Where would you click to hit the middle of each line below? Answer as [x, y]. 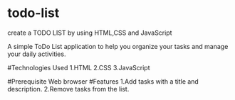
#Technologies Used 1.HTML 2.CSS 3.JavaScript [79, 67]
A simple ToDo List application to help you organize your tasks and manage [118, 46]
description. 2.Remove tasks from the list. [68, 89]
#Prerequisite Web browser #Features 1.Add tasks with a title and [103, 81]
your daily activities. [37, 54]
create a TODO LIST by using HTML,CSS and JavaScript [90, 33]
